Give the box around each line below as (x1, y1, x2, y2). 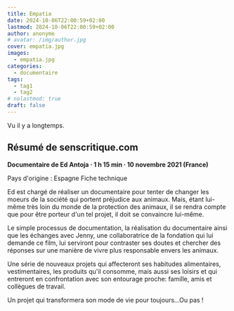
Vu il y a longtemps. (7, 121, 65, 129)
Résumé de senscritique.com (7, 141, 138, 153)
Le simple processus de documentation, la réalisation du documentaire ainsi (7, 223, 228, 232)
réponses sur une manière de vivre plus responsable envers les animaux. (7, 246, 219, 254)
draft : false (7, 102, 46, 109)
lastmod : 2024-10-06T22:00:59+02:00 (7, 23, 115, 30)
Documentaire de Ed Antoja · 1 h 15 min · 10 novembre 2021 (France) (7, 160, 209, 169)
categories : (7, 63, 42, 70)
